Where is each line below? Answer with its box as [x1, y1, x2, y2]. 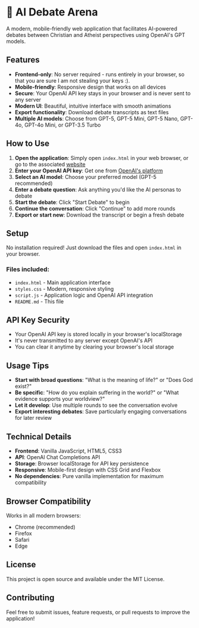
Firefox [14, 529, 33, 537]
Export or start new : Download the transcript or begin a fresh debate [14, 211, 184, 218]
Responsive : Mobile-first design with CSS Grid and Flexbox [14, 466, 161, 473]
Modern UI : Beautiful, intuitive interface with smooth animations [14, 102, 171, 109]
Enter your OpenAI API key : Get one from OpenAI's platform [14, 167, 163, 174]
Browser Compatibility [6, 496, 91, 506]
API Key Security [6, 315, 70, 325]
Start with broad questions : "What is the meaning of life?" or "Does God [14, 376, 193, 384]
